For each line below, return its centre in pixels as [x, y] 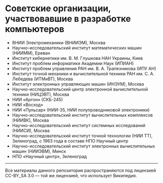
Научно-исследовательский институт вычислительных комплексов [82, 115]
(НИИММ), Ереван [31, 53]
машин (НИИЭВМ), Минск [39, 151]
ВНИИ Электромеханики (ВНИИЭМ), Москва [59, 42]
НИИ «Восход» [28, 105]
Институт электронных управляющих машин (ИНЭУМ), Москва [78, 84]
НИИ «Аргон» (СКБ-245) [37, 99]
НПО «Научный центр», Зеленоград [49, 156]
